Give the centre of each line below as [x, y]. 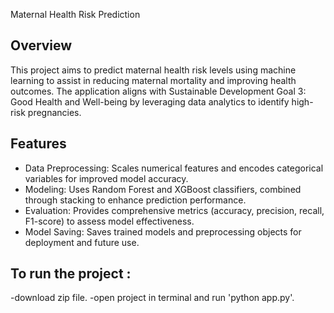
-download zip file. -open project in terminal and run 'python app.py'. [152, 298]
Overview [41, 45]
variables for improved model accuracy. [106, 178]
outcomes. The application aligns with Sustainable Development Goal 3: [158, 91]
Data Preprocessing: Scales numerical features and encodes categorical [174, 168]
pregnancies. [54, 112]
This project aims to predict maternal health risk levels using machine [153, 70]
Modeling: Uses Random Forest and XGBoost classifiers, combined [163, 189]
